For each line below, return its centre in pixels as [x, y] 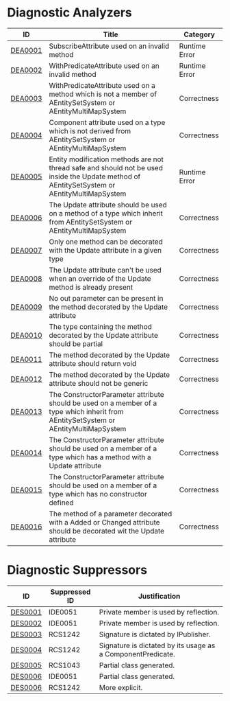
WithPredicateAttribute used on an [104, 65]
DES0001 [26, 612]
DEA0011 [26, 359]
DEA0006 [26, 218]
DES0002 [26, 623]
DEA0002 [26, 70]
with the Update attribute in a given [105, 250]
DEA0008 [26, 278]
